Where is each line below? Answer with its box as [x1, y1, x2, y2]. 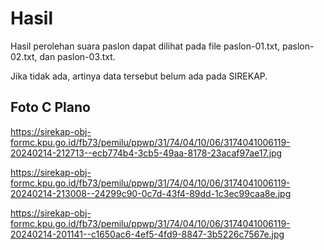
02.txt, [10, 50, 38, 62]
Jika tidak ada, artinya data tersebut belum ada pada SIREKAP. [10, 70, 268, 82]
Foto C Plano [10, 99, 91, 116]
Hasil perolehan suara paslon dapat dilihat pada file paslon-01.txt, [10, 40, 281, 52]
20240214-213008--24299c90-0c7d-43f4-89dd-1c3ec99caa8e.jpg [10, 187, 292, 199]
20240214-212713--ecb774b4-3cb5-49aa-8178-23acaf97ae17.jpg [10, 147, 283, 159]
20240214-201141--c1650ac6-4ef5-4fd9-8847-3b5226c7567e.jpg [10, 228, 285, 240]
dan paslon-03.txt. [39, 50, 116, 62]
